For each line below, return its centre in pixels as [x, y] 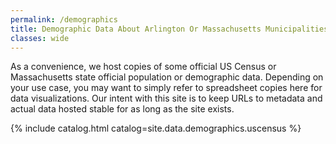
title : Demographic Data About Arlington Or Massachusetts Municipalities [169, 29]
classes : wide [40, 38]
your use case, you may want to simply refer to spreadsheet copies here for [166, 88]
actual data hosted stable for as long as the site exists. [122, 109]
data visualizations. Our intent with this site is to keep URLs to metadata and [166, 98]
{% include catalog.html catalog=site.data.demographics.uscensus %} [156, 128]
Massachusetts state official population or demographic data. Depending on [167, 77]
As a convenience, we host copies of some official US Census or [143, 67]
